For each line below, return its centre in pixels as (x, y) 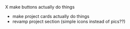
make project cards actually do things (51, 16)
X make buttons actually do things (40, 7)
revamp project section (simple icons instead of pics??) (69, 22)
